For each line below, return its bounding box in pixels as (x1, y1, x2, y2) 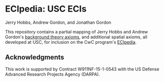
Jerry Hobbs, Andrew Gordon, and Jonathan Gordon (5, 19, 111, 25)
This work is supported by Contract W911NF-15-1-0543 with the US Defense (5, 66, 160, 72)
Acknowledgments (5, 53, 65, 62)
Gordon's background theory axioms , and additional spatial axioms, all (5, 34, 147, 40)
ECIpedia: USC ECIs (5, 3, 87, 15)
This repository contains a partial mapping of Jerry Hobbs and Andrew (5, 29, 148, 34)
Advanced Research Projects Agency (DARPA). (5, 71, 100, 77)
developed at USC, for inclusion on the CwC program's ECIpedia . (5, 39, 137, 45)
